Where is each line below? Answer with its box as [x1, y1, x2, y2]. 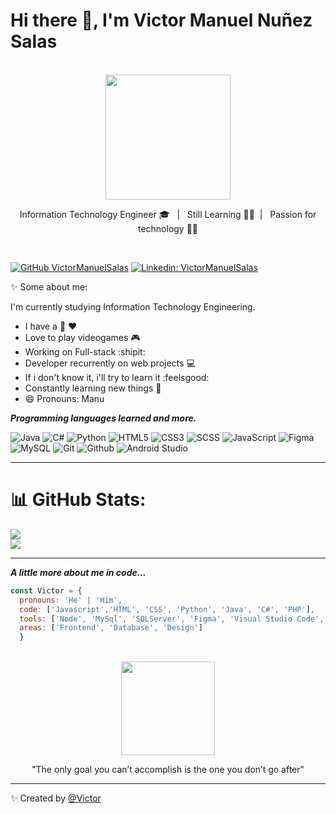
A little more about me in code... [10, 566, 147, 578]
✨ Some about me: [10, 280, 88, 293]
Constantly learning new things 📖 [24, 382, 162, 394]
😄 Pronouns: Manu [24, 392, 105, 404]
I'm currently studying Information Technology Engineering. [10, 300, 256, 313]
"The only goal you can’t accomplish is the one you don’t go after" [31, 764, 305, 776]
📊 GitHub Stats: [10, 489, 147, 511]
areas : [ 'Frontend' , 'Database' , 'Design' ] [19, 623, 203, 633]
